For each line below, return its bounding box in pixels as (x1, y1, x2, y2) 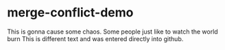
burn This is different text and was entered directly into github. (7, 34, 184, 42)
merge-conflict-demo (7, 5, 134, 21)
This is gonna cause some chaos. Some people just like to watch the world (7, 27, 218, 36)
